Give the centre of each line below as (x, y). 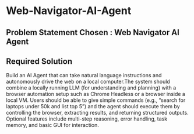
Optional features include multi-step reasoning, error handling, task (87, 119)
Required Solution (39, 61)
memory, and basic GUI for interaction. (52, 125)
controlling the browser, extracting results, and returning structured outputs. (97, 113)
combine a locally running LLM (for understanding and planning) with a (91, 88)
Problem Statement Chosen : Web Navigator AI (93, 32)
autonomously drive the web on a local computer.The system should (88, 82)
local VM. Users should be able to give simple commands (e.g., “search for (96, 100)
